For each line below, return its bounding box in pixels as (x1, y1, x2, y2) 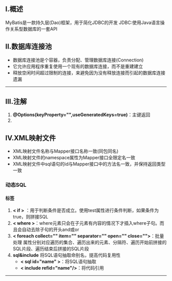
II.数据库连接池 (5, 42, 52, 51)
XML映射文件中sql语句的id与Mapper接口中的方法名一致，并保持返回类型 (12, 161, 166, 167)
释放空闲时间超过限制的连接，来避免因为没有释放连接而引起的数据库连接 (12, 70, 165, 76)
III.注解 (5, 97, 27, 106)
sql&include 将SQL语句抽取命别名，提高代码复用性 (12, 252, 121, 258)
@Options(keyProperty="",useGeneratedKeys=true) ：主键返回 (12, 112, 150, 118)
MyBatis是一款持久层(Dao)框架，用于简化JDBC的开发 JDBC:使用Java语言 (5, 19, 160, 26)
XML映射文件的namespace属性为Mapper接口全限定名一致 (12, 155, 136, 161)
